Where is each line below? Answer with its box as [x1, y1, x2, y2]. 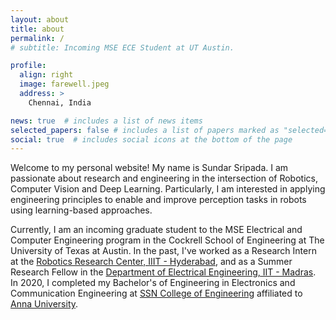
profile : [10, 61, 47, 71]
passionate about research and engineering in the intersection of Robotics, [10, 172, 318, 185]
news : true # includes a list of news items [10, 116, 203, 126]
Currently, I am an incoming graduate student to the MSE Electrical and [10, 224, 303, 236]
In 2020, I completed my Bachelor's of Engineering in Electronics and [10, 277, 296, 289]
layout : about [10, 14, 70, 25]
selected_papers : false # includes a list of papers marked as [10, 125, 280, 135]
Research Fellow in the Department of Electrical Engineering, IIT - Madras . [10, 266, 317, 278]
